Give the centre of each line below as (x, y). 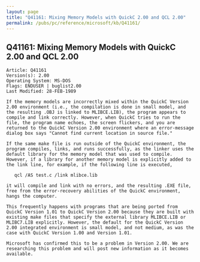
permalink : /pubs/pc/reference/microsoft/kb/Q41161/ (73, 23)
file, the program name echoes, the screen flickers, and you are (91, 123)
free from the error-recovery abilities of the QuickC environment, (93, 191)
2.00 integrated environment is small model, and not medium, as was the (100, 228)
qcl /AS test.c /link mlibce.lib (56, 175)
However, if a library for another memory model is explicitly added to (99, 159)
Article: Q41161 (26, 70)
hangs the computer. (32, 196)
